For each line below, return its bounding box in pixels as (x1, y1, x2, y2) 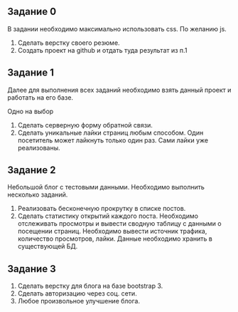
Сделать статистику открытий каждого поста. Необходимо (17, 212, 199, 220)
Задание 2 (7, 164, 56, 177)
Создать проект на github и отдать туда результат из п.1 (17, 46, 188, 54)
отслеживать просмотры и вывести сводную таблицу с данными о (17, 219, 222, 228)
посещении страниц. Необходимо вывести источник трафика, (17, 227, 207, 236)
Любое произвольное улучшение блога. (17, 297, 141, 306)
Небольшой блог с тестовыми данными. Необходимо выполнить (7, 183, 205, 192)
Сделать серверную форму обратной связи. (17, 120, 153, 129)
